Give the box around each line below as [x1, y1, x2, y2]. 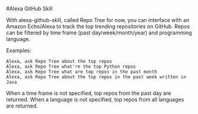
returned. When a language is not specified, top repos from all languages [6, 96, 184, 103]
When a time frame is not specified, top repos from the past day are [6, 90, 171, 97]
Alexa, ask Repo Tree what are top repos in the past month [6, 69, 158, 75]
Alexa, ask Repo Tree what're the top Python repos [6, 64, 136, 69]
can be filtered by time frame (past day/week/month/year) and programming [6, 29, 192, 36]
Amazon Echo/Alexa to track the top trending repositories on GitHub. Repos [6, 23, 190, 30]
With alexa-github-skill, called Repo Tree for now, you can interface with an [6, 17, 190, 23]
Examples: [6, 47, 31, 54]
